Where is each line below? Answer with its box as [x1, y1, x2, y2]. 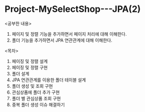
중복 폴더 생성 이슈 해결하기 [11, 102, 65, 108]
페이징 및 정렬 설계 [11, 58, 48, 64]
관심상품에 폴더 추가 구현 [11, 89, 60, 95]
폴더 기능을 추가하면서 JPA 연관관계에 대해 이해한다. [11, 37, 112, 43]
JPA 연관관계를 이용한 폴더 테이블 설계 [11, 77, 86, 83]
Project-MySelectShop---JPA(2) [4, 3, 141, 15]
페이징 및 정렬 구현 [11, 64, 48, 70]
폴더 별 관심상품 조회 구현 [11, 95, 61, 101]
